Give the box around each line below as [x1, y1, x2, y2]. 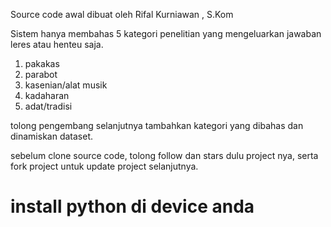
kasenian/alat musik [24, 79, 108, 91]
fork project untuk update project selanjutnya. [10, 160, 199, 172]
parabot [24, 69, 58, 80]
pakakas [24, 58, 60, 69]
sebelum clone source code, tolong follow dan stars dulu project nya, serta [10, 150, 319, 161]
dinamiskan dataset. [10, 130, 94, 142]
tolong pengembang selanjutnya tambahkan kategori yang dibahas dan [10, 120, 304, 131]
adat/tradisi [24, 100, 73, 112]
